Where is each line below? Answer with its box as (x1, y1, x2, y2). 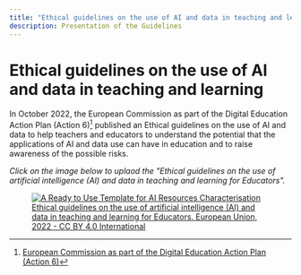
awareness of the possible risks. (9, 149, 129, 159)
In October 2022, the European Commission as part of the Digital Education (9, 108, 288, 119)
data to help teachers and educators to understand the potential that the (9, 129, 276, 140)
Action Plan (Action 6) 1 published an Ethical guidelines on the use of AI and (9, 118, 287, 131)
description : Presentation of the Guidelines (9, 21, 182, 30)
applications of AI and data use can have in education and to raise (9, 139, 254, 150)
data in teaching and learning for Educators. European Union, (31, 211, 258, 222)
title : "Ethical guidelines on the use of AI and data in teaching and (9, 13, 282, 22)
